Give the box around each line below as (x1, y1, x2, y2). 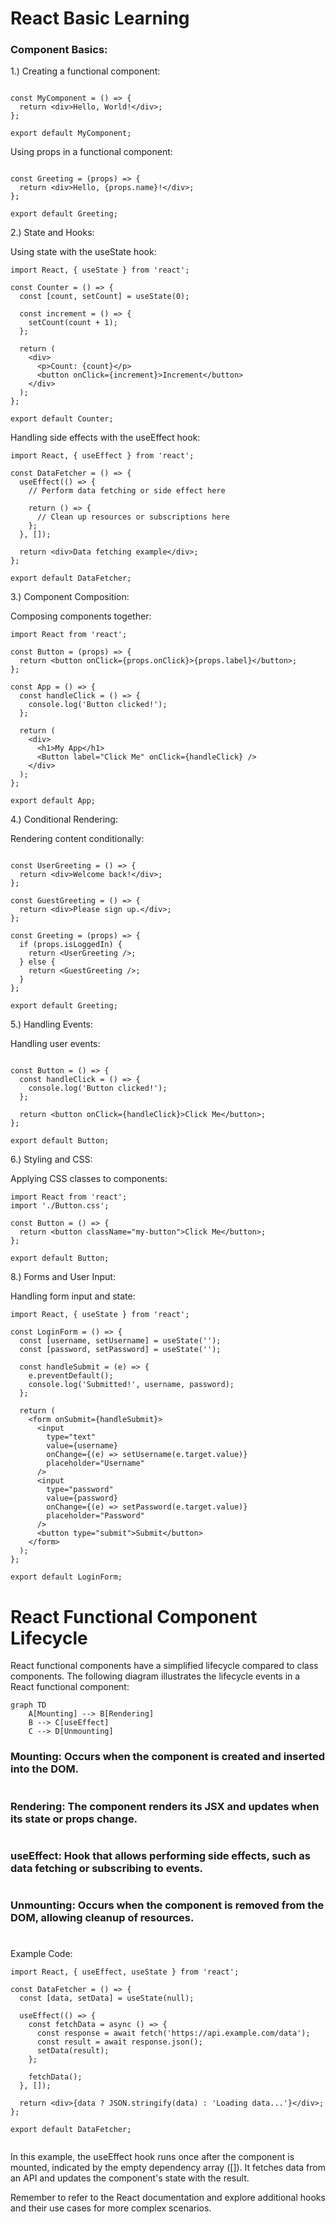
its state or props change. (10, 1812, 138, 1826)
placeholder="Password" (46, 1511, 145, 1521)
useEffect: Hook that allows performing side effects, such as (10, 1848, 312, 1862)
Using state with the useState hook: (10, 246, 157, 258)
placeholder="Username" (46, 1458, 145, 1469)
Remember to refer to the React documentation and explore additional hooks (10, 2192, 326, 2204)
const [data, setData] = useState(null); (19, 1993, 195, 2004)
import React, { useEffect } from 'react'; (10, 451, 195, 461)
